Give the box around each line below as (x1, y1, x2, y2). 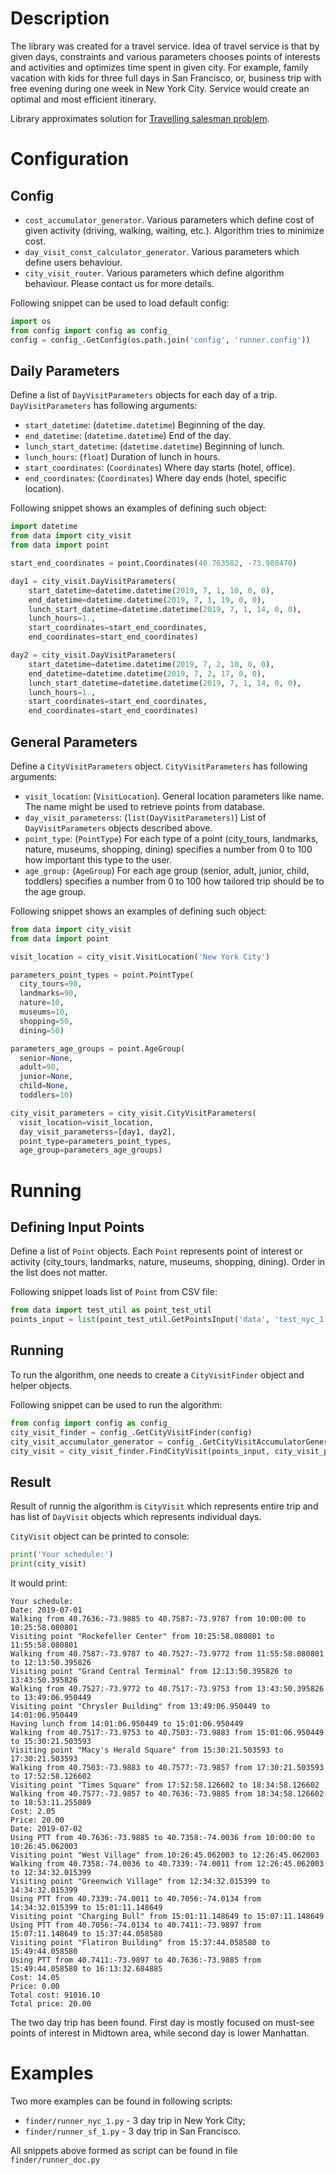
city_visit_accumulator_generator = (10, 1437, 163, 1447)
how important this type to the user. (24, 853, 172, 866)
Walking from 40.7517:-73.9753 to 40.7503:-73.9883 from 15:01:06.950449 (10, 1727, 325, 1737)
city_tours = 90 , (19, 979, 83, 989)
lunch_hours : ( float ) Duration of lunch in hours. (24, 451, 221, 463)
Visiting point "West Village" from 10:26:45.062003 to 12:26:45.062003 (10, 1850, 320, 1860)
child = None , (19, 1081, 70, 1091)
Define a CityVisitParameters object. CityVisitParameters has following (10, 760, 308, 772)
